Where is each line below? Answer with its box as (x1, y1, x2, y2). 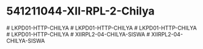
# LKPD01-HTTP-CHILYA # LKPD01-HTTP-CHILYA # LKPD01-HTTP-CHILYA (6, 24, 197, 31)
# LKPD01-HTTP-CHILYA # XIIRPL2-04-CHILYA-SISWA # (6, 30, 150, 38)
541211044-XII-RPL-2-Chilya (6, 4, 155, 18)
